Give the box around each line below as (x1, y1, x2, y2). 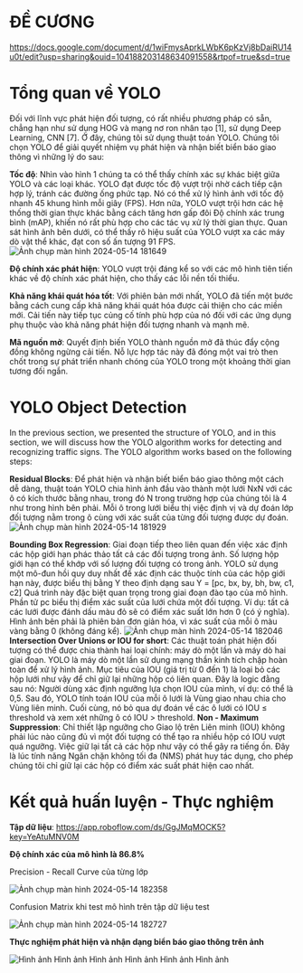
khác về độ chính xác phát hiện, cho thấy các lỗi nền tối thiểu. (9, 272, 240, 283)
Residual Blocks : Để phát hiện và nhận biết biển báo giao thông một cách (9, 473, 285, 484)
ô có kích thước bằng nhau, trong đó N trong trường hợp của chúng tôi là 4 (9, 492, 288, 504)
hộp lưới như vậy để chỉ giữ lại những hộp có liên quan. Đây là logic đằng (9, 673, 280, 685)
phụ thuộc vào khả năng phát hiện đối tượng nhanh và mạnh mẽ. (9, 319, 251, 330)
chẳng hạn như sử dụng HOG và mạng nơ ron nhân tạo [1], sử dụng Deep (9, 122, 282, 133)
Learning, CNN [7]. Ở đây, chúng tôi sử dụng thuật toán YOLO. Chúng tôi (9, 132, 279, 143)
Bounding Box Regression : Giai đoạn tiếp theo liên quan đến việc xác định (9, 539, 288, 550)
